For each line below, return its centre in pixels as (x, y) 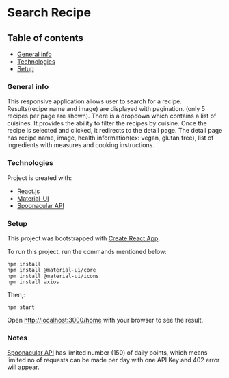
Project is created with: (40, 178)
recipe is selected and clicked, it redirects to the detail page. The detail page (115, 131)
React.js (28, 191)
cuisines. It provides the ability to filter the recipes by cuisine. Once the (107, 123)
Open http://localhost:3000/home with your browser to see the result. (105, 320)
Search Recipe (49, 13)
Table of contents (45, 38)
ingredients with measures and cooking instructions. (81, 145)
